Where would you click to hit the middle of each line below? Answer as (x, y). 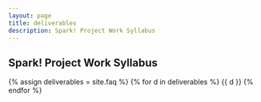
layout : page (30, 16)
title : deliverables (43, 23)
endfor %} (25, 90)
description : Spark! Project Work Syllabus (82, 30)
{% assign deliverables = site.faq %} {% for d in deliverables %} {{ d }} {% (131, 82)
